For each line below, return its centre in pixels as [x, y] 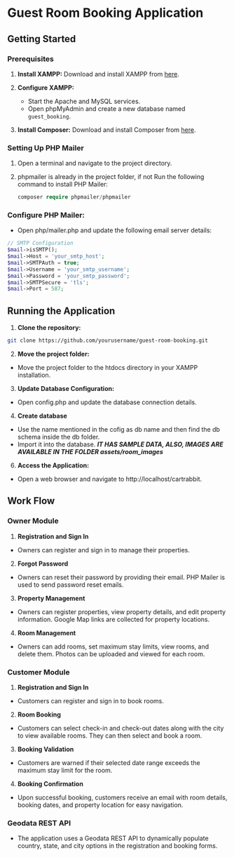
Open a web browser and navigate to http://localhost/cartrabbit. [110, 479]
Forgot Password [43, 564]
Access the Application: [53, 465]
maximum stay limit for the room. [65, 771]
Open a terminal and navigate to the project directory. [95, 164]
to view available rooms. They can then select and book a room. [110, 736]
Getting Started [42, 39]
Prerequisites [30, 59]
